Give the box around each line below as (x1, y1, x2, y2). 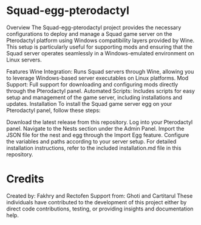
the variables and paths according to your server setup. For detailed (6, 137, 177, 145)
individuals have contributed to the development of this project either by (6, 198, 187, 206)
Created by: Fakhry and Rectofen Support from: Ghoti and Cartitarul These (6, 192, 193, 199)
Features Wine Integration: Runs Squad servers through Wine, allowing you (6, 67, 194, 75)
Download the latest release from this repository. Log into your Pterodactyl (6, 118, 193, 125)
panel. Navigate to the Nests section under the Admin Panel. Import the (6, 125, 185, 132)
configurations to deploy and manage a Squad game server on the (6, 30, 172, 37)
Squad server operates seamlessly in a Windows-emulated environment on (6, 49, 194, 57)
